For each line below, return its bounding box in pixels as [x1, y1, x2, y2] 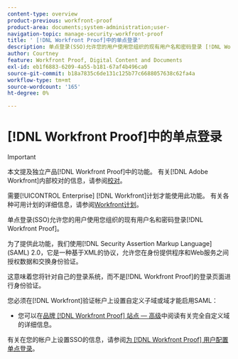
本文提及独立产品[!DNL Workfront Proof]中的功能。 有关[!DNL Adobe [7, 168, 208, 176]
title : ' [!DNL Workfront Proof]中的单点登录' [7, 37, 141, 44]
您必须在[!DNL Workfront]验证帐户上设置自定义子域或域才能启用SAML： [7, 296, 219, 305]
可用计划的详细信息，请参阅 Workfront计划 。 [13, 200, 144, 209]
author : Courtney [7, 50, 59, 58]
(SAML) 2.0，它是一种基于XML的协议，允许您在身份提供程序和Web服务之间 [7, 248, 229, 257]
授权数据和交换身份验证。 [7, 257, 82, 266]
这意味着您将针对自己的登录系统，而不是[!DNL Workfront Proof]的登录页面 [7, 272, 225, 281]
